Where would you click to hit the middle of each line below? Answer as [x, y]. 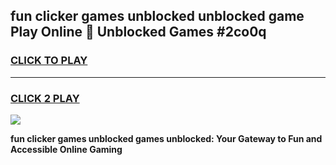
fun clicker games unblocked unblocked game [157, 16]
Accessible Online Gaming [66, 149]
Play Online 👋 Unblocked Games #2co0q [138, 32]
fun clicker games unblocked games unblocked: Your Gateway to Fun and [166, 138]
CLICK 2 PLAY [45, 98]
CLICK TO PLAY [49, 61]
